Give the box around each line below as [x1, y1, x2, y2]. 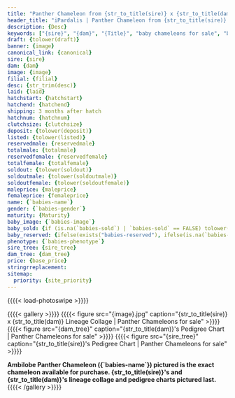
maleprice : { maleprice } [7, 186, 77, 193]
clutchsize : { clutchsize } [7, 120, 83, 128]
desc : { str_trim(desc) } [7, 82, 77, 89]
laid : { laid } [7, 88, 45, 95]
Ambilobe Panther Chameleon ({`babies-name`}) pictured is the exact [7, 360, 215, 369]
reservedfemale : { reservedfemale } [7, 153, 108, 161]
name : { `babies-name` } [7, 199, 73, 206]
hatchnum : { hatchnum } [7, 114, 71, 121]
